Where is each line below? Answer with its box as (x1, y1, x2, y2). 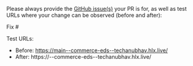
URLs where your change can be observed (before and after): (6, 12, 162, 19)
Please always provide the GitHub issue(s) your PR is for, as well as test (6, 5, 187, 12)
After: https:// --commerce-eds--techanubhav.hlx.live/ (15, 53, 152, 60)
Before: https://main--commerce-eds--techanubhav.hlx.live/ (15, 47, 168, 54)
